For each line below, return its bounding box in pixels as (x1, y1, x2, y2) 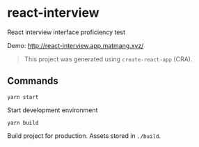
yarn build (7, 119, 39, 126)
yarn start (7, 93, 39, 100)
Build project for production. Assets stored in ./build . (7, 131, 161, 140)
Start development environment (7, 106, 98, 114)
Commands (7, 75, 59, 87)
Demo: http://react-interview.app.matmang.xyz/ (7, 41, 144, 49)
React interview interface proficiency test (7, 28, 125, 36)
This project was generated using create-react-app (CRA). (24, 54, 193, 63)
